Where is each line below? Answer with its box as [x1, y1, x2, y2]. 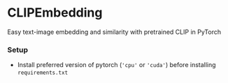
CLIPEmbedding [7, 5, 103, 21]
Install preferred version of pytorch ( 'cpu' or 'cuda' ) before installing [17, 61, 216, 69]
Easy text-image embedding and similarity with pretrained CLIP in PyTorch [7, 28, 222, 36]
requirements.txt [17, 69, 69, 77]
